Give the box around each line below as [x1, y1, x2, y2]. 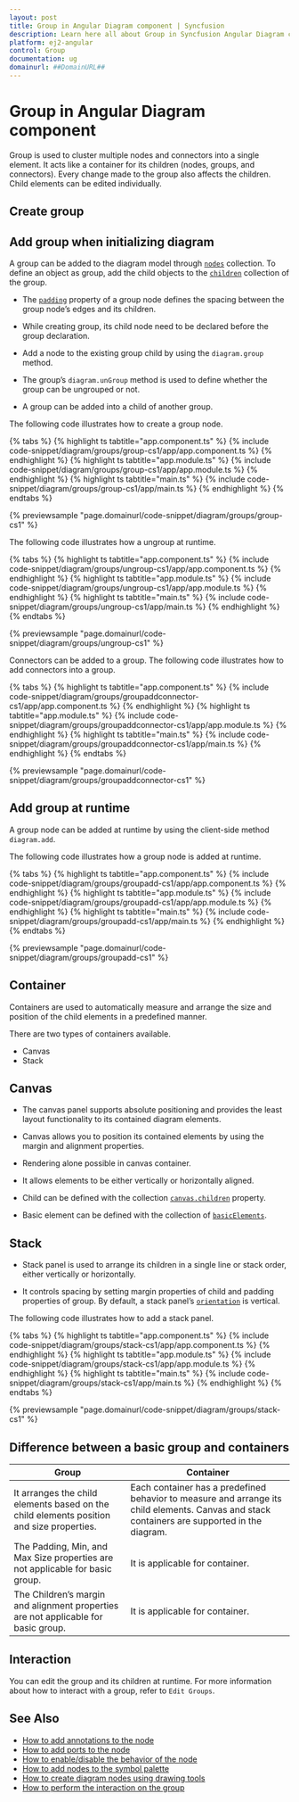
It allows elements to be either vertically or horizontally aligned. [21, 1175, 255, 1186]
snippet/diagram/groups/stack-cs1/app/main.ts [9, 1377, 182, 1388]
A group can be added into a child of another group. [21, 401, 214, 412]
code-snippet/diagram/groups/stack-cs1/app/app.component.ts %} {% [9, 1340, 271, 1351]
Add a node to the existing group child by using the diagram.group [21, 348, 264, 359]
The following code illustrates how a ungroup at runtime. [9, 537, 216, 548]
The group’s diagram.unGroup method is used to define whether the [21, 375, 268, 385]
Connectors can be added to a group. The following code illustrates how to [9, 655, 285, 665]
